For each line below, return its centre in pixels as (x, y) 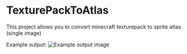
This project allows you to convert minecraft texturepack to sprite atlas (94, 27)
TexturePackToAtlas (58, 10)
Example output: (26, 45)
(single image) (24, 33)
